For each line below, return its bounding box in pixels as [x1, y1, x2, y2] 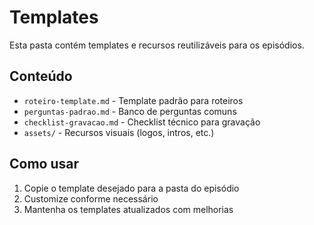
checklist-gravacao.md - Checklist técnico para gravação [23, 116, 261, 128]
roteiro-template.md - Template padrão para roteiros [23, 94, 244, 106]
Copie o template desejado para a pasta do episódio [23, 182, 240, 194]
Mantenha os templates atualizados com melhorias [23, 203, 234, 215]
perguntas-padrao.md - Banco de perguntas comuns [23, 105, 237, 117]
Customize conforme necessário [23, 192, 159, 205]
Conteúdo [9, 68, 73, 85]
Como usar [9, 156, 80, 173]
